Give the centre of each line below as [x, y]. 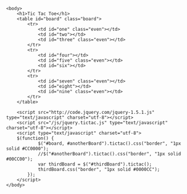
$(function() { [36, 138]
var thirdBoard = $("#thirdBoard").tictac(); [95, 164]
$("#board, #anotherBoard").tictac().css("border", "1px [109, 144]
